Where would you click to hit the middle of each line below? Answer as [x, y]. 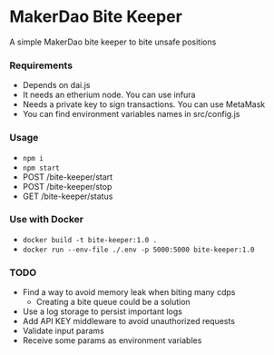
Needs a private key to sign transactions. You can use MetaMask [144, 104]
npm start [41, 168]
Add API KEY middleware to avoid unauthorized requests [129, 321]
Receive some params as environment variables [112, 340]
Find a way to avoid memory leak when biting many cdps [129, 292]
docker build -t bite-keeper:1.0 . [90, 240]
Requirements [41, 65]
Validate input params [63, 331]
